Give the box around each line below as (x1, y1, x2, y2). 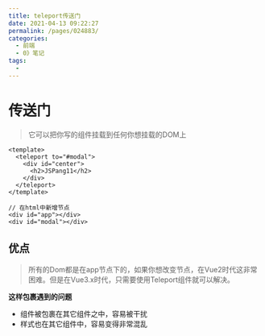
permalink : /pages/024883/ (8, 27, 99, 35)
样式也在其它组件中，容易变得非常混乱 (19, 319, 147, 329)
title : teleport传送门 (8, 11, 81, 20)
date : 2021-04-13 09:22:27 (8, 19, 99, 27)
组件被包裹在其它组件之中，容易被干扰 (19, 309, 147, 318)
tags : (8, 57, 27, 65)
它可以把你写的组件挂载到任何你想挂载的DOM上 (27, 130, 187, 139)
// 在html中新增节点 (8, 203, 70, 212)
